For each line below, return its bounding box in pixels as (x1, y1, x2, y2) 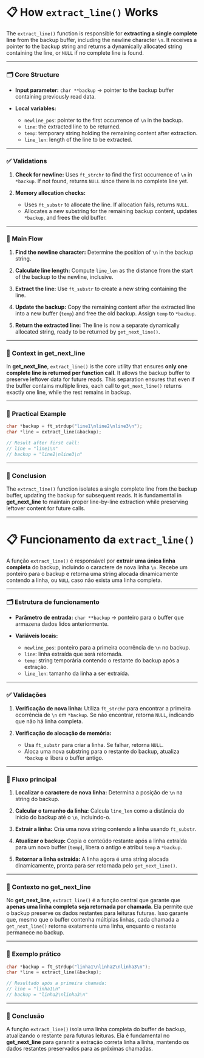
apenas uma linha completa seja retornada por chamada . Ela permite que (6, 903, 193, 911)
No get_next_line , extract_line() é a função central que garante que (6, 897, 181, 904)
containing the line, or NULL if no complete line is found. (6, 49, 144, 56)
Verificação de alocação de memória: (15, 729, 112, 737)
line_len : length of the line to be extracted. (24, 136, 132, 144)
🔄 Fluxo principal (6, 775, 57, 783)
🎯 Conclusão (6, 1012, 44, 1020)
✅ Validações (6, 691, 47, 699)
